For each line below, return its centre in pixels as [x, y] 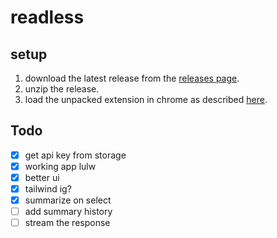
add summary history [68, 212]
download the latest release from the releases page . [132, 78]
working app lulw [60, 166]
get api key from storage [75, 155]
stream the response [67, 223]
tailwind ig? [48, 189]
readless [47, 17]
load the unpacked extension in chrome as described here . [146, 99]
